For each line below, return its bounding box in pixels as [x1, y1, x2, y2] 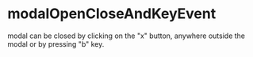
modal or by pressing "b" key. [7, 39, 105, 48]
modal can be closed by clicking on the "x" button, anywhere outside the [7, 31, 246, 40]
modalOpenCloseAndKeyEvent [7, 5, 217, 23]
